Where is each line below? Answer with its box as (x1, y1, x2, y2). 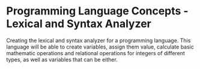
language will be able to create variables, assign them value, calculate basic (6, 43, 194, 50)
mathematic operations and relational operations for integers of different (6, 49, 185, 56)
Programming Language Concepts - (6, 4, 189, 18)
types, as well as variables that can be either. (6, 56, 118, 63)
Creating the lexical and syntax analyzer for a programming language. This (6, 37, 191, 44)
